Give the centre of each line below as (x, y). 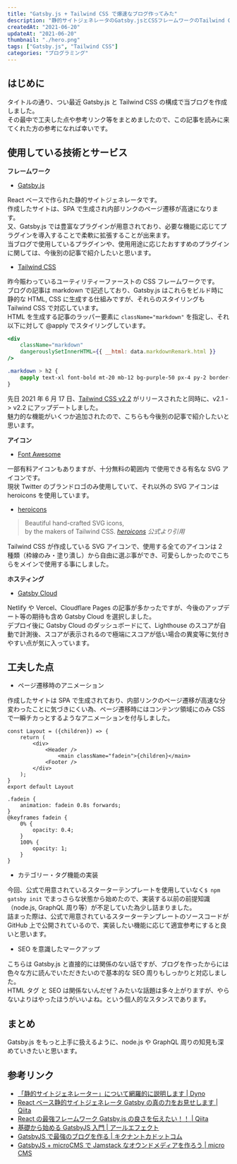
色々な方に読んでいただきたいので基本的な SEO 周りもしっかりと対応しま (114, 973)
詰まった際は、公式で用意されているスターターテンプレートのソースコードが (118, 916)
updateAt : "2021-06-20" (42, 34)
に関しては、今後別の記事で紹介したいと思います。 (81, 253)
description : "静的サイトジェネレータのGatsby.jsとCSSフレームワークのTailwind (116, 20)
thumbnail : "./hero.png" (44, 40)
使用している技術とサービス (68, 153)
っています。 (74, 643)
